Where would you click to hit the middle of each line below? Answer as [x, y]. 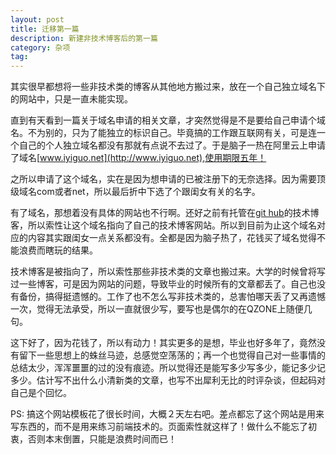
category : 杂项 [40, 47]
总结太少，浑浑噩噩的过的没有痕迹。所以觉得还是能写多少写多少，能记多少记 [168, 368]
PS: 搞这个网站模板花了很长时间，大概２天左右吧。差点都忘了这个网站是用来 [167, 414]
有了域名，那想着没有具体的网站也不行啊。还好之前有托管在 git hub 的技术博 [165, 213]
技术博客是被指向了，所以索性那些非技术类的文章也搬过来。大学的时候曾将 [163, 272]
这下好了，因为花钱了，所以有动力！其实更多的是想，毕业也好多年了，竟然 [163, 343]
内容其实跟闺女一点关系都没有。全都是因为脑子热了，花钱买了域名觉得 [172, 238]
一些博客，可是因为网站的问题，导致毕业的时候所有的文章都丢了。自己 [163, 284]
